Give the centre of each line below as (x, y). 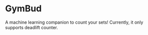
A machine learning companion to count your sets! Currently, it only (74, 22)
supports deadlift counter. (32, 27)
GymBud (24, 9)
